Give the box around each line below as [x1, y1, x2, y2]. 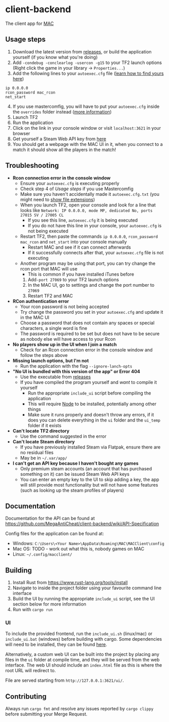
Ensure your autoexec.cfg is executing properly [20, 180, 120, 186]
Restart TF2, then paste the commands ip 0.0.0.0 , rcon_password [20, 233, 158, 239]
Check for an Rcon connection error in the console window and [20, 347, 153, 353]
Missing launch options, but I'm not [12, 357, 89, 364]
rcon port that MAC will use [20, 265, 78, 272]
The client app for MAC [5, 20, 54, 26]
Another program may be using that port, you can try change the [20, 260, 156, 266]
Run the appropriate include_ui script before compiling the [27, 390, 151, 396]
